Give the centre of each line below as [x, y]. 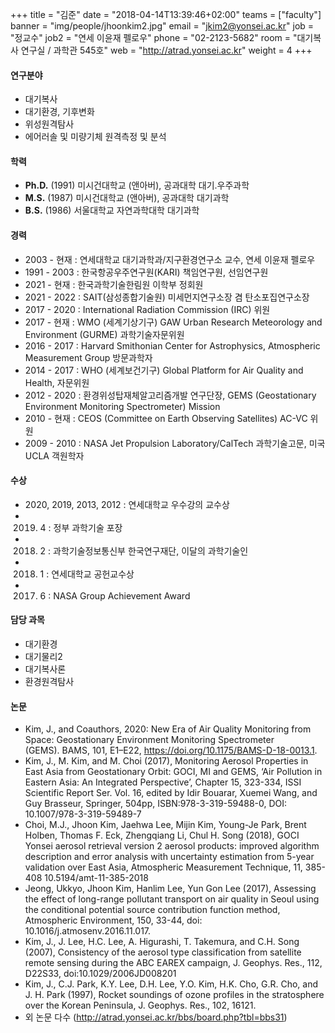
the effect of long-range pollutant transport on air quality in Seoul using [172, 899]
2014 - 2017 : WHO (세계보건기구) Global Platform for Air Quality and [164, 370]
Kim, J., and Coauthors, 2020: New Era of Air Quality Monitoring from [168, 729]
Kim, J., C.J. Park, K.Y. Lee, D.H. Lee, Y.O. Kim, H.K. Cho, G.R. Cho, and [171, 984]
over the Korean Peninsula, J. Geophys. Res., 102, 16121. [140, 1005]
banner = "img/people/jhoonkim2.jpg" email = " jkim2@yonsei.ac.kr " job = [162, 26]
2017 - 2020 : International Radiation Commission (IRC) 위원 [147, 309]
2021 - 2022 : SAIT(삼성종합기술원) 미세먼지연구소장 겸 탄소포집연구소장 [167, 297]
